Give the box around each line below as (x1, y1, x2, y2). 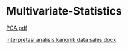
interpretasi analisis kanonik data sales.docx (6, 36, 117, 43)
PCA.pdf (6, 24, 27, 31)
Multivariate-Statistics (6, 4, 122, 18)
